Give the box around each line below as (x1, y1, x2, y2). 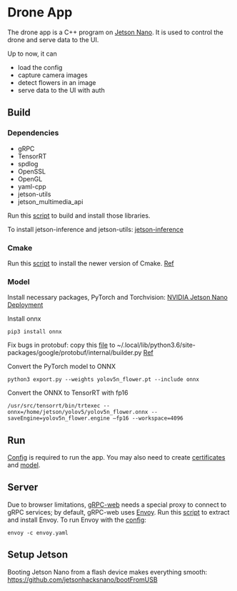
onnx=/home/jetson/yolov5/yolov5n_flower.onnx (7, 408, 148, 416)
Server (7, 481, 39, 493)
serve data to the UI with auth (17, 86, 105, 94)
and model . (7, 461, 41, 470)
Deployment (7, 300, 44, 309)
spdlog (17, 159, 39, 168)
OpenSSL (17, 167, 46, 176)
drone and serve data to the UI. (7, 35, 99, 44)
